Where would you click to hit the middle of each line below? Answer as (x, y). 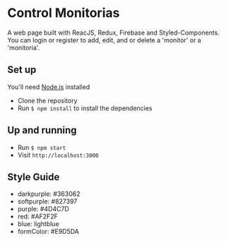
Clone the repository (47, 100)
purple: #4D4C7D (43, 209)
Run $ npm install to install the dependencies (85, 108)
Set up (22, 70)
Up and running (42, 130)
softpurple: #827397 (47, 201)
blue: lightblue (38, 224)
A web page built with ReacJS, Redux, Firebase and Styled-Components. (114, 33)
